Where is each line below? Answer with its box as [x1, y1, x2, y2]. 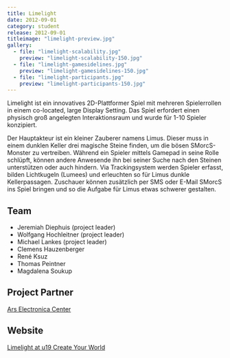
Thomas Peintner [16, 260, 66, 268]
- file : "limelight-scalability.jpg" [13, 49, 122, 56]
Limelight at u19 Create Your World [7, 343, 106, 351]
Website [7, 325, 43, 337]
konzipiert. [7, 121, 38, 129]
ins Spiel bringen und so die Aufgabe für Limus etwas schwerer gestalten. [7, 185, 216, 193]
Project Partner [7, 287, 74, 298]
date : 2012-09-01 [7, 16, 57, 23]
